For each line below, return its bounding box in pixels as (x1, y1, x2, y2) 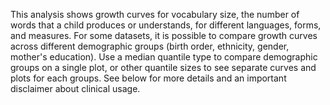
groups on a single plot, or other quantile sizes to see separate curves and (10, 62, 317, 73)
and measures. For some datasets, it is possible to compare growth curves (10, 30, 318, 41)
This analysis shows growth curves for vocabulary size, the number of (10, 9, 300, 20)
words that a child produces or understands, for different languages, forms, (10, 19, 322, 31)
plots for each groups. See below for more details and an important (10, 72, 287, 84)
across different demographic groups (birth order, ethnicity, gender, (10, 40, 290, 52)
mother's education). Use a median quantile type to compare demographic (10, 51, 318, 63)
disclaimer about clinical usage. (10, 83, 141, 94)
